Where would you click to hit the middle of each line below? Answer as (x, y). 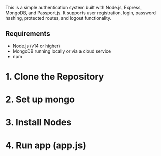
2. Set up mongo (40, 100)
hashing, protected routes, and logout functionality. (58, 18)
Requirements (28, 34)
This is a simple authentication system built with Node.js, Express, (74, 7)
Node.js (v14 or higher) (36, 46)
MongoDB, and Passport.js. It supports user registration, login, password (81, 13)
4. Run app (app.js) (46, 145)
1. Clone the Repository (55, 77)
